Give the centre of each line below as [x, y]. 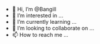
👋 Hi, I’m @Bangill [34, 9]
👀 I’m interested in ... [38, 15]
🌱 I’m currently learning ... [44, 22]
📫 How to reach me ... [40, 35]
